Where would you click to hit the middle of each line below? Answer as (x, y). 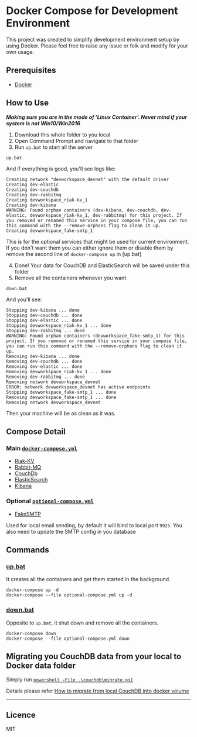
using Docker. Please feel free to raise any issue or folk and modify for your (97, 46)
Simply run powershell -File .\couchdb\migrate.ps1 (70, 680)
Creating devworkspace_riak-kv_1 (47, 200)
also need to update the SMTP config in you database (71, 531)
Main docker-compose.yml (42, 448)
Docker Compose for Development (92, 11)
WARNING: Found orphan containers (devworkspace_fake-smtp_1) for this (95, 336)
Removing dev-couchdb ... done (44, 361)
